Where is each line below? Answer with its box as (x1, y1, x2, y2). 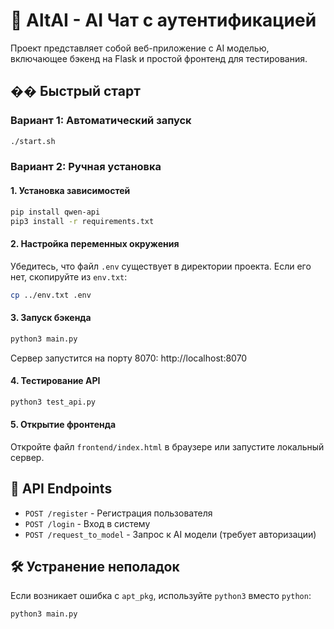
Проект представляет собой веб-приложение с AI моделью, (10, 42, 270, 54)
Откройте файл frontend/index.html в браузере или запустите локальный (10, 440, 325, 453)
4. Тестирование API (10, 375, 101, 387)
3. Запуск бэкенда (10, 312, 92, 324)
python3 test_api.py (10, 397, 97, 407)
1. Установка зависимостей (10, 185, 131, 197)
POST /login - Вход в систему (24, 517, 151, 529)
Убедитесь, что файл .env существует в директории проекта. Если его (10, 260, 312, 272)
